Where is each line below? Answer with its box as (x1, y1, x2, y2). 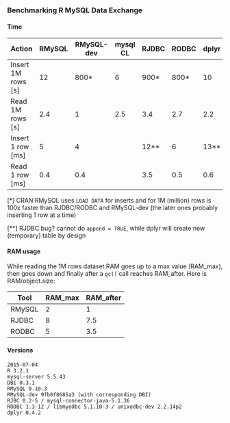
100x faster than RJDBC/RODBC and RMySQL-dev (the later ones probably (7, 204, 218, 212)
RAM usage (7, 247, 41, 255)
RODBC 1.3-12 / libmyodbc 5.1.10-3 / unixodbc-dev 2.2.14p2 (7, 403, 183, 410)
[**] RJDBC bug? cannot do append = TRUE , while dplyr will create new (7, 225, 205, 233)
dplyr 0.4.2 (7, 409, 41, 416)
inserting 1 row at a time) (7, 211, 77, 219)
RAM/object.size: (7, 277, 55, 285)
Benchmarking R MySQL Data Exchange (7, 5, 143, 15)
